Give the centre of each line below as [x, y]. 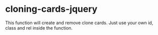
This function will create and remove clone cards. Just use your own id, [79, 23]
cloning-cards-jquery [51, 9]
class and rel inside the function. [39, 28]
